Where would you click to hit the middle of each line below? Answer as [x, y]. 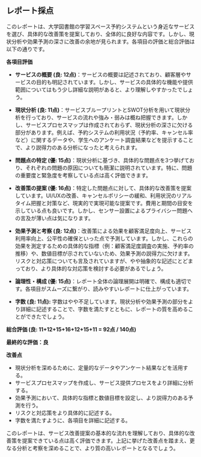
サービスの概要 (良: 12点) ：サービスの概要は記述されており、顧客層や [100, 75]
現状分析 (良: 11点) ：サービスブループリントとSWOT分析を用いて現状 [100, 109]
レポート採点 [30, 11]
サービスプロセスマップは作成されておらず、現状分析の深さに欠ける [109, 124]
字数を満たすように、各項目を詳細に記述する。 [73, 420]
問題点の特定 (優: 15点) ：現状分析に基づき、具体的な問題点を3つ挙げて [102, 160]
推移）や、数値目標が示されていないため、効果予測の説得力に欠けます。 [104, 253]
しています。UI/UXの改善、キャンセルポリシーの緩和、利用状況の [96, 195]
